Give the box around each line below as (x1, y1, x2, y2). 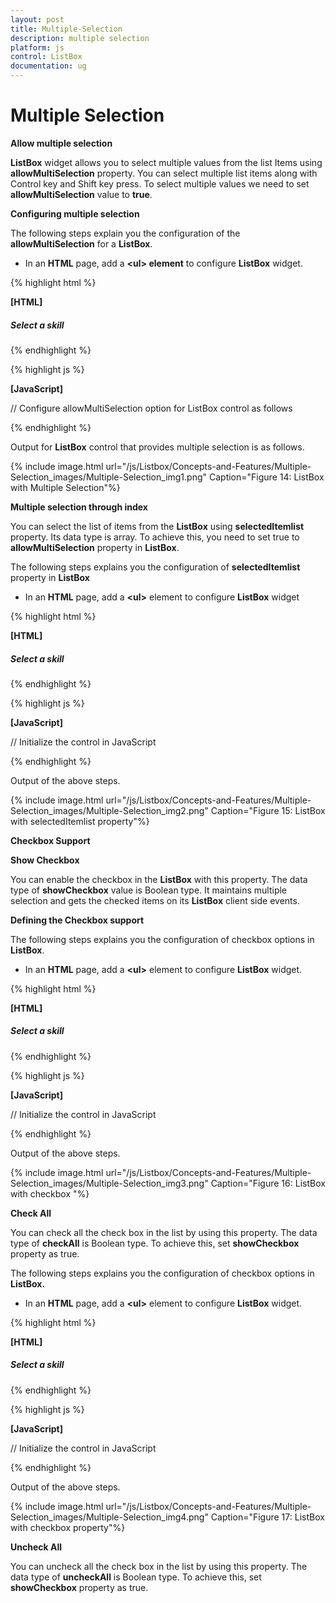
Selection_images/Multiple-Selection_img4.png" (10, 1511, 209, 1523)
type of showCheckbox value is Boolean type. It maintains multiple (10, 884, 288, 896)
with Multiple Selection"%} (10, 481, 121, 493)
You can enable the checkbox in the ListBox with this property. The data (10, 873, 308, 885)
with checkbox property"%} (10, 1521, 126, 1533)
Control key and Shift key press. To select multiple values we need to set (10, 177, 310, 190)
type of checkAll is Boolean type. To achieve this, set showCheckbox (10, 1237, 300, 1249)
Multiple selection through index (10, 501, 148, 513)
